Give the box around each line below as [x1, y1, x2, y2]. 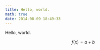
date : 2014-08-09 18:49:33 [5, 16, 61, 21]
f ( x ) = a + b [71, 39, 95, 45]
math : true [5, 12, 28, 17]
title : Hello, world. [5, 7, 50, 12]
